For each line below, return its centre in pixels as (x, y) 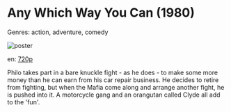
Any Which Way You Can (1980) (101, 13)
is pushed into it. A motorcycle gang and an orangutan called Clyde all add (114, 95)
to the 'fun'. (24, 102)
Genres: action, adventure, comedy (58, 32)
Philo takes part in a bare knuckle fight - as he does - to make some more (112, 72)
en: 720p (20, 59)
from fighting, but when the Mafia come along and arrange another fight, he (116, 87)
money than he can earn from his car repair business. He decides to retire (113, 80)
